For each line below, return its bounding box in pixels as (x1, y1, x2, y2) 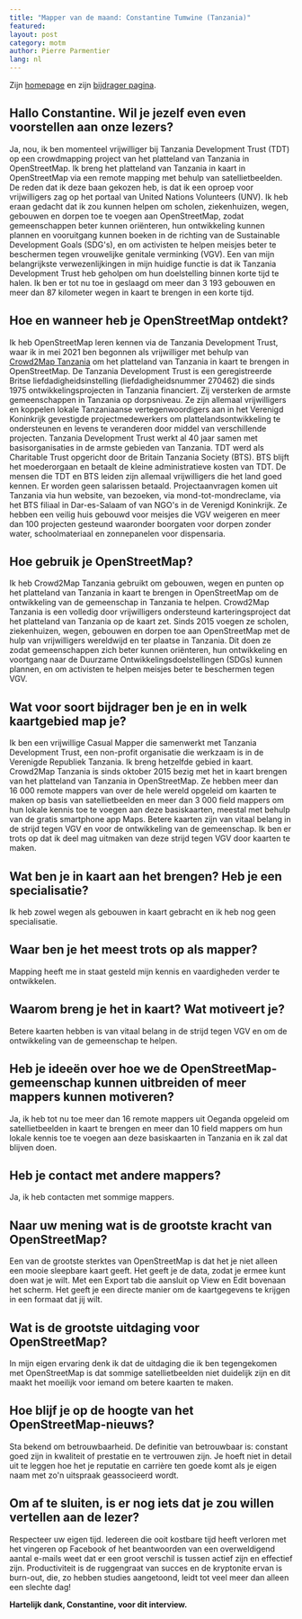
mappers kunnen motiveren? (9, 1089, 175, 1105)
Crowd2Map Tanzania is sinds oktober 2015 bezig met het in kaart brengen (9, 766, 288, 777)
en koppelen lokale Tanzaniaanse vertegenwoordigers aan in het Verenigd (9, 404, 284, 415)
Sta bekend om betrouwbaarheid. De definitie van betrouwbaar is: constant (9, 1441, 289, 1452)
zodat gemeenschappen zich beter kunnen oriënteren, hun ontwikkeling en (9, 645, 288, 656)
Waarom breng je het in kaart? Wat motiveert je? (9, 1002, 285, 1017)
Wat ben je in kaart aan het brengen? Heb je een (9, 869, 283, 884)
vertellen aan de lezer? (9, 1510, 139, 1525)
